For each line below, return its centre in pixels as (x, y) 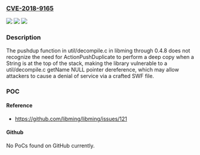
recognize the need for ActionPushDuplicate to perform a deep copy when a (100, 57)
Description (24, 38)
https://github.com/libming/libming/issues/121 (71, 119)
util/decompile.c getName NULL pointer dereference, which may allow (93, 69)
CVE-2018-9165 (30, 8)
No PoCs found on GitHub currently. (50, 145)
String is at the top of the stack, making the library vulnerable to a (87, 63)
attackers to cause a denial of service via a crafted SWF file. (80, 76)
